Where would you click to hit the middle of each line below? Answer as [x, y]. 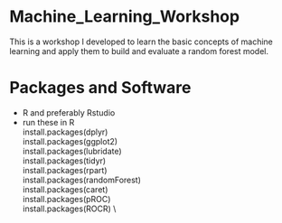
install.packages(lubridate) [72, 151]
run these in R [48, 122]
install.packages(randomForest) [82, 180]
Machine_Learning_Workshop [125, 17]
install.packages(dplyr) [65, 132]
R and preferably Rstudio [69, 112]
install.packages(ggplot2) [70, 141]
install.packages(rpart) [65, 170]
